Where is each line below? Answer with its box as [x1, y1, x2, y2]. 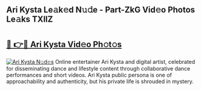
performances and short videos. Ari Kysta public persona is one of [6, 72, 173, 78]
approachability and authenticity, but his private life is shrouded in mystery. [6, 78, 194, 85]
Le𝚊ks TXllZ [6, 14, 53, 25]
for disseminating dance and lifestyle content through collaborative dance [6, 65, 191, 72]
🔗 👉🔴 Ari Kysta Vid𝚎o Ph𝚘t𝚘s [6, 39, 122, 49]
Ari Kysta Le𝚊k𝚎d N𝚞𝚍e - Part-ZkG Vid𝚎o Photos [6, 5, 196, 15]
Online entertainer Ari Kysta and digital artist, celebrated [55, 58, 196, 65]
